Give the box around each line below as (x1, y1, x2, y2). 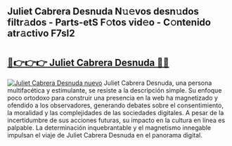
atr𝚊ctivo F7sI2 (7, 27, 75, 39)
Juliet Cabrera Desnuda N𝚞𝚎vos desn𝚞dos (7, 6, 199, 18)
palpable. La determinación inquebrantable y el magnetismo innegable (7, 124, 212, 132)
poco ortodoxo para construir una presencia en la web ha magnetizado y (7, 94, 218, 102)
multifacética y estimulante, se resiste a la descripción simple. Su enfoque (7, 86, 222, 94)
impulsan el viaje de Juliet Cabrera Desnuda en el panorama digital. (7, 131, 202, 139)
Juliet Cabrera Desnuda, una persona (103, 79, 212, 87)
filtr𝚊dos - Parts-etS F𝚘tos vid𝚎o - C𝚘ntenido (7, 17, 211, 29)
